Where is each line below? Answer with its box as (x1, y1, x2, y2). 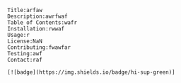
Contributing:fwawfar (7, 44, 71, 51)
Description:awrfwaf (7, 13, 68, 20)
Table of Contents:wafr (7, 19, 77, 26)
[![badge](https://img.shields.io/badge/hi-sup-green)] (7, 69, 175, 76)
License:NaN (7, 38, 43, 45)
